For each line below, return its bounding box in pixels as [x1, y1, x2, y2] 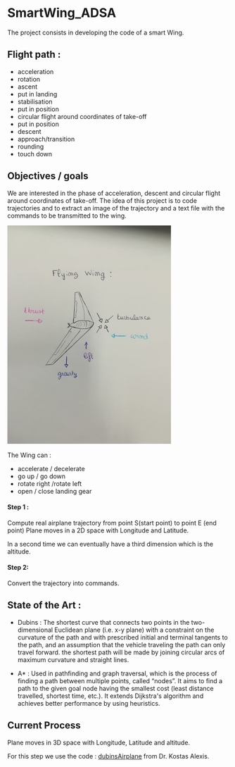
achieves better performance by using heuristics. [17, 699, 160, 707]
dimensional [17, 625, 53, 634]
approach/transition [17, 135, 75, 143]
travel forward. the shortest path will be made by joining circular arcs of [17, 648, 225, 656]
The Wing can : [7, 451, 51, 459]
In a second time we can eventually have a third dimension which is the [7, 540, 213, 548]
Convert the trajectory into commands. [7, 579, 120, 587]
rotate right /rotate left [17, 479, 82, 487]
